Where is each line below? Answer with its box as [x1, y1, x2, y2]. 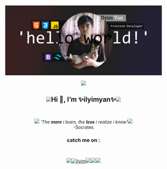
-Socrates [73, 124, 94, 130]
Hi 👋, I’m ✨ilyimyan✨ [51, 95, 116, 104]
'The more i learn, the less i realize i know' [40, 119, 128, 125]
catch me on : [67, 137, 100, 144]
